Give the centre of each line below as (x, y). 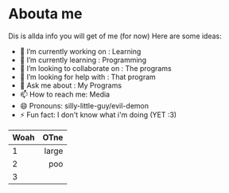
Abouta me (45, 14)
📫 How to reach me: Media (64, 94)
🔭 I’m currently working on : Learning (80, 51)
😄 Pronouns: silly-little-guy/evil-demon (84, 105)
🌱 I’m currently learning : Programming (83, 60)
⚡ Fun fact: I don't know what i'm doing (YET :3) (98, 114)
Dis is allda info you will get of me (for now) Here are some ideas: (115, 36)
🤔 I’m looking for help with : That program (88, 77)
